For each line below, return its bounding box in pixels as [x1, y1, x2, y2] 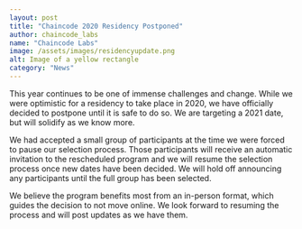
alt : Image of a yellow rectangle [9, 55, 140, 64]
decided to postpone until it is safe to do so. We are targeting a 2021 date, [9, 107, 284, 118]
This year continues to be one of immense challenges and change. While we [9, 87, 293, 99]
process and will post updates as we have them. [9, 209, 188, 220]
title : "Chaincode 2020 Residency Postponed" [9, 22, 183, 31]
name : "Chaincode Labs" [9, 38, 99, 48]
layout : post [9, 13, 59, 23]
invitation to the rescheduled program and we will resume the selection [9, 153, 273, 164]
